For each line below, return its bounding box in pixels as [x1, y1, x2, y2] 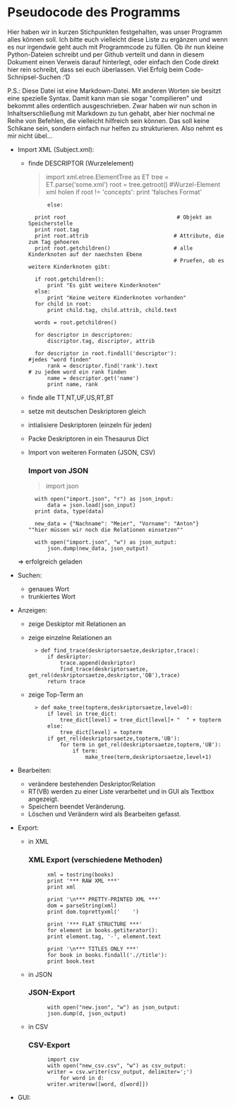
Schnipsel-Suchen [7, 72, 61, 81]
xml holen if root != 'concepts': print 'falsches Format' [45, 187, 203, 196]
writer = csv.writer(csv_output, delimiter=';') [47, 1069, 193, 1076]
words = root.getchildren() [34, 319, 118, 326]
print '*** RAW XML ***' [47, 877, 121, 884]
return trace [47, 678, 86, 685]
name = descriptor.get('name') [47, 374, 140, 382]
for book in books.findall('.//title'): [47, 951, 168, 958]
